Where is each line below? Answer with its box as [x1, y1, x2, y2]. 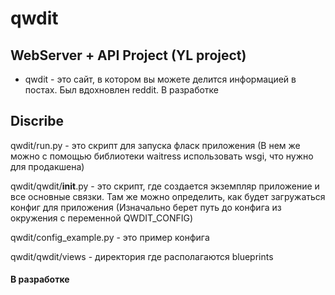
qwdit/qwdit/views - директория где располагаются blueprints [10, 250, 274, 262]
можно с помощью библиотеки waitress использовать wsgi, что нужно [10, 150, 314, 162]
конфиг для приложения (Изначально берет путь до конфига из [10, 201, 282, 213]
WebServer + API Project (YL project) [10, 47, 247, 64]
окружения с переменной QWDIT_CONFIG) [10, 212, 194, 224]
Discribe [10, 113, 65, 130]
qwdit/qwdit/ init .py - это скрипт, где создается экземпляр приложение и [10, 180, 320, 192]
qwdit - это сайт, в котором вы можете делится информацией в [24, 73, 297, 85]
